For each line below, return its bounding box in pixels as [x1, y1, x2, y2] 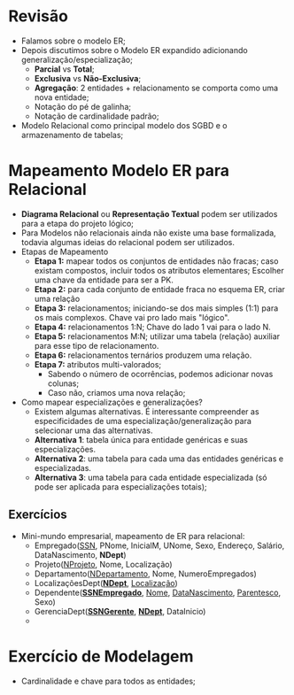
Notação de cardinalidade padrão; [34, 111, 159, 121]
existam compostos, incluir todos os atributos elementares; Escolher [34, 265, 284, 275]
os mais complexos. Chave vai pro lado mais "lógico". [34, 312, 230, 322]
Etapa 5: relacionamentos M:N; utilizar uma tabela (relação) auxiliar [34, 330, 281, 342]
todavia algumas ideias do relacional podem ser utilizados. [20, 236, 236, 247]
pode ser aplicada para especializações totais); [34, 481, 207, 492]
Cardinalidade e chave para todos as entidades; [20, 676, 196, 686]
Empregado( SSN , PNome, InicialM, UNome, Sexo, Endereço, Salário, [34, 540, 285, 551]
